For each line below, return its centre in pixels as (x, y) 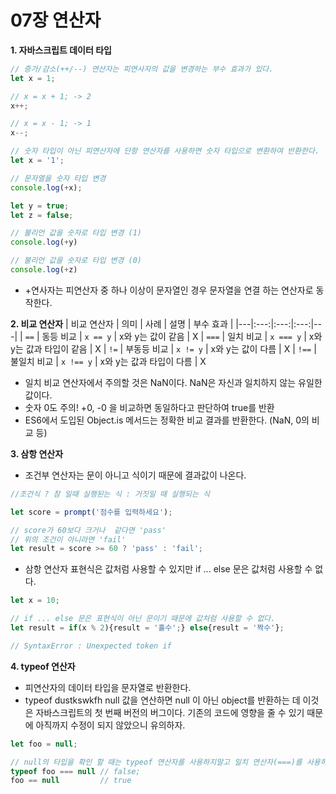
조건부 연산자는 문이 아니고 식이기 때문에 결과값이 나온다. (135, 475)
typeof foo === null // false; (75, 771)
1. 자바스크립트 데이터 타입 (61, 50)
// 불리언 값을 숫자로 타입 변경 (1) (76, 233)
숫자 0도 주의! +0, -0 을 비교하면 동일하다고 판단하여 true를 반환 (149, 407)
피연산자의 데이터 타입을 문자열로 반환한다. (108, 687)
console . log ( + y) (44, 242)
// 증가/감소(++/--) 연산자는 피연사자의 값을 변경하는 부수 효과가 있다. (142, 69)
